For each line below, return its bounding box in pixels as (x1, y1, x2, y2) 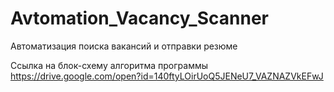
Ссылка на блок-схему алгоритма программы (10, 59, 209, 71)
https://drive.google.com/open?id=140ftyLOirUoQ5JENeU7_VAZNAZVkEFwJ (10, 70, 324, 82)
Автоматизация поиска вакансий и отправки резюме (10, 40, 238, 52)
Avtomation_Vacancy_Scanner (10, 7, 269, 30)
